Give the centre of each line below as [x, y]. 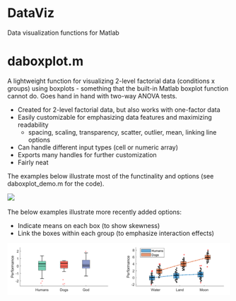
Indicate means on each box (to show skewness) [89, 225]
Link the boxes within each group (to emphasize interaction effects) [116, 233]
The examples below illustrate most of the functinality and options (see [111, 176]
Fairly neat [33, 162]
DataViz [31, 13]
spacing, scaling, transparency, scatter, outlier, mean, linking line [122, 132]
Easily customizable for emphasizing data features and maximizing [114, 117]
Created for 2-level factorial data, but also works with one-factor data [119, 109]
